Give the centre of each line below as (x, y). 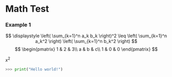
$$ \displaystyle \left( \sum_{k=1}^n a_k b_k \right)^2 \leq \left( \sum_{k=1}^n (86, 36)
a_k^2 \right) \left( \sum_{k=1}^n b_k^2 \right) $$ (86, 41)
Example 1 (18, 25)
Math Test (27, 9)
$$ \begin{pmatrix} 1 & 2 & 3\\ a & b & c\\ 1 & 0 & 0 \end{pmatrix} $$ (86, 49)
